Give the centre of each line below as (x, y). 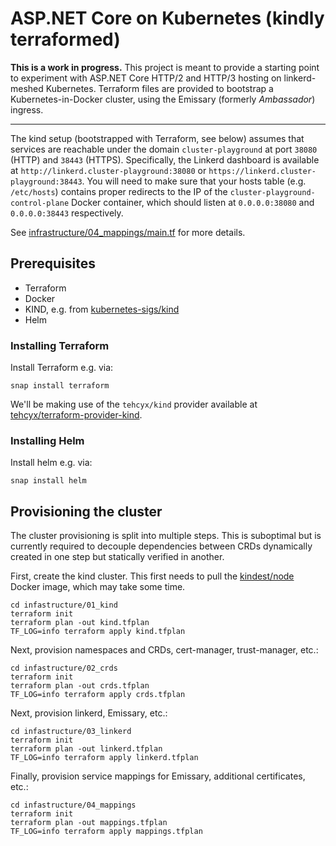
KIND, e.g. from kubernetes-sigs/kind (102, 309)
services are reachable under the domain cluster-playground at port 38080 (164, 149)
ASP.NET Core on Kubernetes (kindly (167, 18)
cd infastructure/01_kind (64, 605)
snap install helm (48, 481)
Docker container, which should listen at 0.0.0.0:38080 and (193, 202)
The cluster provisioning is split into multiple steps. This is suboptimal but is (166, 536)
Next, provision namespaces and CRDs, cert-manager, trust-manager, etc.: (164, 650)
